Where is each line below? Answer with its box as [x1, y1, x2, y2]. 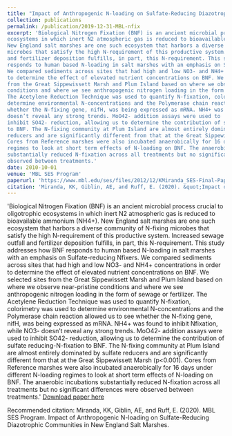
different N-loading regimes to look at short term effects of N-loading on [7, 370, 213, 379]
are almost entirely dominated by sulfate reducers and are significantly [7, 349, 209, 357]
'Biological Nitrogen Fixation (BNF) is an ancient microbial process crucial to [7, 202, 224, 210]
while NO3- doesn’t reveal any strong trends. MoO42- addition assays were [7, 327, 223, 335]
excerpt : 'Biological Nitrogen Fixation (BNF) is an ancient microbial [7, 29, 217, 37]
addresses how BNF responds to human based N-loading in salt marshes [7, 246, 215, 255]
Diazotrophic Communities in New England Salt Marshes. [7, 421, 169, 429]
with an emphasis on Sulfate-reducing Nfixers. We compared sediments [7, 253, 212, 262]
